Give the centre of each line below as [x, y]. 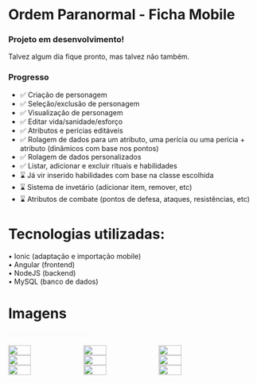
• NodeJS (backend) [42, 273]
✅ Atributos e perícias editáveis [71, 130]
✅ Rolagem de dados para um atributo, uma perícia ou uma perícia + [132, 139]
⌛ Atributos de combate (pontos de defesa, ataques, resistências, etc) [135, 199]
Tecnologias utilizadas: [87, 234]
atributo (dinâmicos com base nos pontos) [89, 148]
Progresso [29, 77]
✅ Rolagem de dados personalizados [80, 157]
